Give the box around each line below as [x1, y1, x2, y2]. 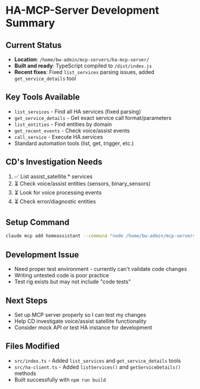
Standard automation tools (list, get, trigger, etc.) [14, 140, 134, 147]
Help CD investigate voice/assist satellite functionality [14, 317, 147, 325]
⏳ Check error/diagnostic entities [14, 197, 96, 205]
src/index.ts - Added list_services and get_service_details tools [14, 357, 181, 364]
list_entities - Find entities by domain [14, 121, 112, 128]
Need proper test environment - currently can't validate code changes [14, 265, 187, 273]
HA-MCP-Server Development [5, 4, 159, 17]
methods [14, 369, 36, 376]
